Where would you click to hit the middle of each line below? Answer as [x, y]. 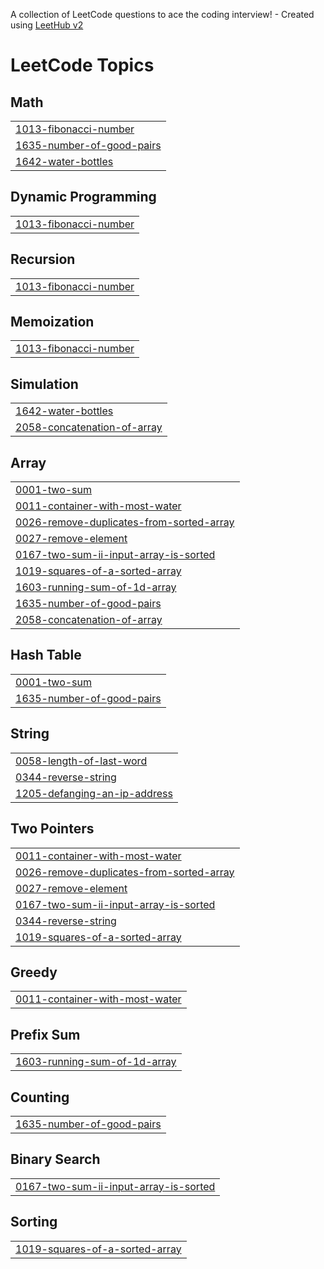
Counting [40, 1097]
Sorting [34, 1222]
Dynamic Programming [83, 197]
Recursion [43, 259]
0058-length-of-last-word [81, 761]
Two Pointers [52, 829]
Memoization [52, 322]
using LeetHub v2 [47, 25]
